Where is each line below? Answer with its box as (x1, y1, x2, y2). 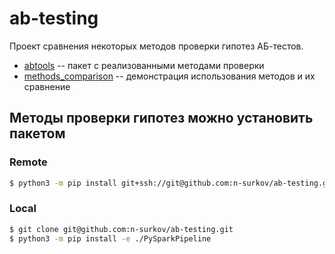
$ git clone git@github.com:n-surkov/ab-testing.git (9, 224, 234, 234)
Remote (9, 155, 48, 169)
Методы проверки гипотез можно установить (9, 110, 314, 127)
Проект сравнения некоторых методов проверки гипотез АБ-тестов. (9, 40, 304, 52)
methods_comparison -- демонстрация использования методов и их (23, 70, 316, 82)
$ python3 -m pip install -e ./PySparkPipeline (9, 233, 212, 244)
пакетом (9, 125, 66, 142)
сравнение (23, 80, 71, 92)
